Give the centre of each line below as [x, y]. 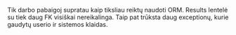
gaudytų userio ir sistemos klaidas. [58, 24]
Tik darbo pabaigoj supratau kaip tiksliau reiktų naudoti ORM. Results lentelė [118, 10]
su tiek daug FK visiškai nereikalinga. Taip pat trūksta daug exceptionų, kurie [118, 17]
